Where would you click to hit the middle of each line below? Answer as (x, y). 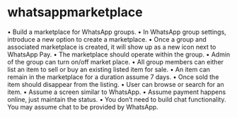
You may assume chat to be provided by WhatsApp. (83, 107)
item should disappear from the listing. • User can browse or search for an (116, 84)
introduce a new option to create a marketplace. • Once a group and (107, 39)
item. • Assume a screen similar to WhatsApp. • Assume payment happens (117, 92)
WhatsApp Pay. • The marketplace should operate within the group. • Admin (119, 54)
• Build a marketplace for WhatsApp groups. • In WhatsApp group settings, (117, 32)
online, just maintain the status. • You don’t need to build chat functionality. (117, 99)
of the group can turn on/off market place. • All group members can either (116, 61)
